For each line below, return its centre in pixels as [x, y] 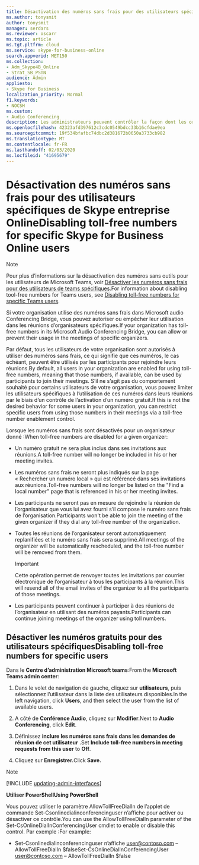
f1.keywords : [22, 100]
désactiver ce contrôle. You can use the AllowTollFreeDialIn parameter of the [99, 819]
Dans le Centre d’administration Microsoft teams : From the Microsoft [92, 670]
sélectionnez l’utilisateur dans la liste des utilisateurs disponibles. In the [101, 694]
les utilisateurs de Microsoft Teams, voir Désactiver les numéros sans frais [97, 282]
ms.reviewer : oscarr [32, 34]
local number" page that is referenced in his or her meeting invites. [96, 492]
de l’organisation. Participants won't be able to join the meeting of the [99, 515]
